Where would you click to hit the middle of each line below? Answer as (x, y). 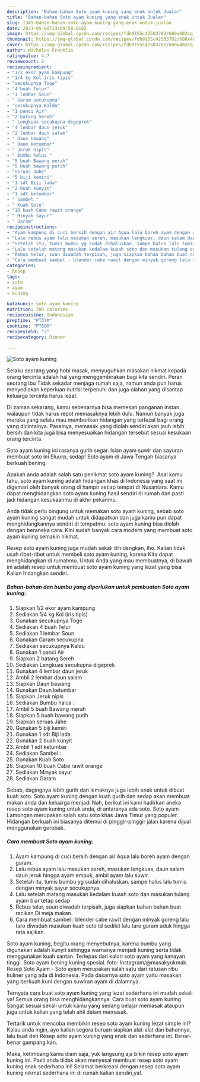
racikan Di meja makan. (44, 913)
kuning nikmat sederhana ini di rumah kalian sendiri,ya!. (75, 1073)
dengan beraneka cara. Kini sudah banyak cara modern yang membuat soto (100, 530)
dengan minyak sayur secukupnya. (58, 888)
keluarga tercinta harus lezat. (42, 396)
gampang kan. (40, 1042)
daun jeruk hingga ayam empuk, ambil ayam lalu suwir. (82, 875)
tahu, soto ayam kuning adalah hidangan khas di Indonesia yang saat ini (95, 481)
